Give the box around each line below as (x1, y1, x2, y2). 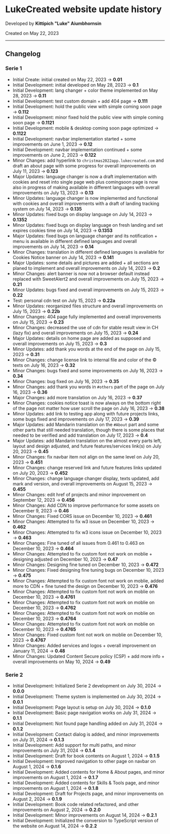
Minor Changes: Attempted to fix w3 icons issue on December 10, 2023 (12, 529, 162, 535)
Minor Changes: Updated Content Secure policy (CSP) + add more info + (12, 653, 165, 659)
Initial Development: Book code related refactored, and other (12, 801, 139, 807)
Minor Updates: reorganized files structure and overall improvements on (12, 303, 163, 309)
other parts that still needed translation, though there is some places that (12, 427, 164, 433)
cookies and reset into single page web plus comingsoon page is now (12, 179, 158, 185)
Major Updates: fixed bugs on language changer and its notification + (12, 232, 158, 239)
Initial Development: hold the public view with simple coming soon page (12, 103, 162, 110)
